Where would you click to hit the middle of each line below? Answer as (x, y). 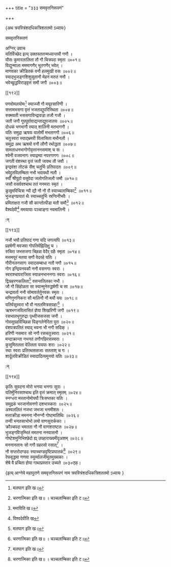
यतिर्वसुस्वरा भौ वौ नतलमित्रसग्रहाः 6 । (35, 304)
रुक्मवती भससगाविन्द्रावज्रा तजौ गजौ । (35, 115)
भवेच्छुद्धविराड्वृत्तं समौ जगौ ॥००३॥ (34, 82)
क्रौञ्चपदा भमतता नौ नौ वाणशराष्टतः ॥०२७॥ (41, 427)
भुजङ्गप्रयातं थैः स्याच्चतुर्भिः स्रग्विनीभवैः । (38, 196)
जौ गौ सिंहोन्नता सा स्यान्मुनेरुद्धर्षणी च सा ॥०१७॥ (44, 287)
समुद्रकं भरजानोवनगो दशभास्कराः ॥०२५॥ (39, 404)
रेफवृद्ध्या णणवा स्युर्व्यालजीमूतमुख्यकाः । (37, 457)
